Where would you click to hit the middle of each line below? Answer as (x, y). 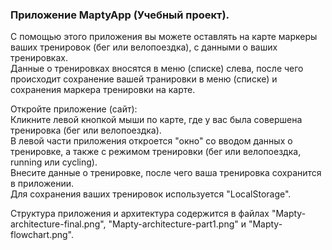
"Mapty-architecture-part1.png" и (177, 224)
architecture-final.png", (58, 224)
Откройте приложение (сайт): (74, 109)
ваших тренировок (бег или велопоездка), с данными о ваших (144, 47)
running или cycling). (54, 162)
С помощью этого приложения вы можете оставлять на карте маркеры (164, 37)
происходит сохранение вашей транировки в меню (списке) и (144, 79)
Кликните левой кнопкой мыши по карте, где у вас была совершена (156, 120)
